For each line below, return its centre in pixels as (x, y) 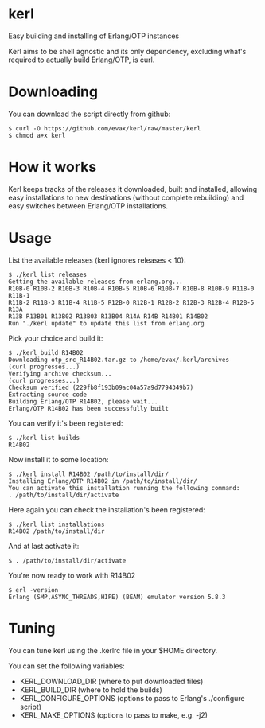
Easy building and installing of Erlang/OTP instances (94, 36)
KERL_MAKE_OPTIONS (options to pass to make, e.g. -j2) (114, 715)
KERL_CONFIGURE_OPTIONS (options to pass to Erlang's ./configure (132, 698)
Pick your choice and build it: (56, 338)
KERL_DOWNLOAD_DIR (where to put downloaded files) (111, 681)
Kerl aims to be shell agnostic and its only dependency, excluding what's (127, 51)
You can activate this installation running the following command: (124, 488)
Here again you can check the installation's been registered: (107, 509)
